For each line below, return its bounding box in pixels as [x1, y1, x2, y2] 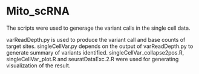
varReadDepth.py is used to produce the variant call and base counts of [6, 36, 186, 43]
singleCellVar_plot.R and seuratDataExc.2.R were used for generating [6, 55, 179, 62]
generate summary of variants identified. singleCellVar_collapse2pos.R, [6, 49, 184, 56]
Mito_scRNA [6, 4, 70, 18]
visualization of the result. [6, 62, 71, 69]
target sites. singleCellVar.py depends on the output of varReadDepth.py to [6, 42, 194, 50]
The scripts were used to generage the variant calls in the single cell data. [6, 24, 191, 32]
